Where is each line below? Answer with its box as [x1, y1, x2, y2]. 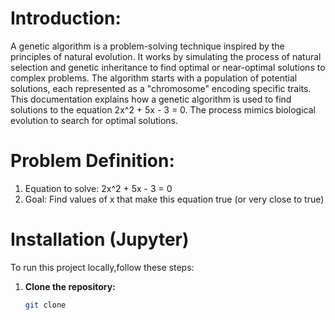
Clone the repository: [24, 280, 116, 292]
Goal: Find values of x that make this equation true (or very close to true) [24, 193, 325, 205]
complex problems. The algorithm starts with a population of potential [10, 72, 298, 84]
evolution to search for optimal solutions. [10, 114, 178, 126]
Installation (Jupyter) [10, 228, 190, 251]
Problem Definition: [10, 150, 175, 172]
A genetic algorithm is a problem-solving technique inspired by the [10, 40, 285, 52]
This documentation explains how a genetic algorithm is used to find [10, 93, 292, 105]
